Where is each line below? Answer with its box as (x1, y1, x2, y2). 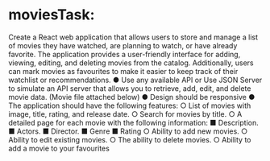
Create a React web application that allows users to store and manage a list (8, 32, 258, 42)
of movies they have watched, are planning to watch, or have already (8, 40, 238, 50)
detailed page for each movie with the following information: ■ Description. (8, 118, 260, 127)
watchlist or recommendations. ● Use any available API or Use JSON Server (8, 75, 263, 85)
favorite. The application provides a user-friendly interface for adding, (8, 49, 241, 59)
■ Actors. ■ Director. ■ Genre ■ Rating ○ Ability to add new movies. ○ (8, 126, 248, 136)
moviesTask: (8, 6, 95, 24)
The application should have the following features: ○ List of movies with (8, 101, 251, 110)
